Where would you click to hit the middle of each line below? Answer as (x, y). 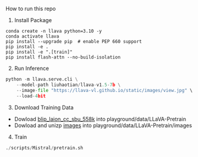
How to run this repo (31, 9)
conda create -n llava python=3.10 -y (54, 31)
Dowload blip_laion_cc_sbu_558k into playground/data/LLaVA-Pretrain (100, 119)
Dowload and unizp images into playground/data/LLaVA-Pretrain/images (103, 125)
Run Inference (31, 68)
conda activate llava (33, 36)
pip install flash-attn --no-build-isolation (63, 57)
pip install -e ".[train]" (39, 52)
